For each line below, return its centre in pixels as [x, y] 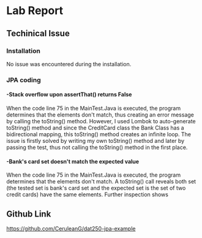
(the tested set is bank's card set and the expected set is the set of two [96, 188]
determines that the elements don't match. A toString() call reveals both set [101, 182]
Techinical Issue [38, 33]
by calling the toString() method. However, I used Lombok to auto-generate [101, 121]
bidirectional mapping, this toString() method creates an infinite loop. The [99, 134]
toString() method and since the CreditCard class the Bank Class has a [95, 128]
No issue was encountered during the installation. [69, 64]
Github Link [29, 214]
